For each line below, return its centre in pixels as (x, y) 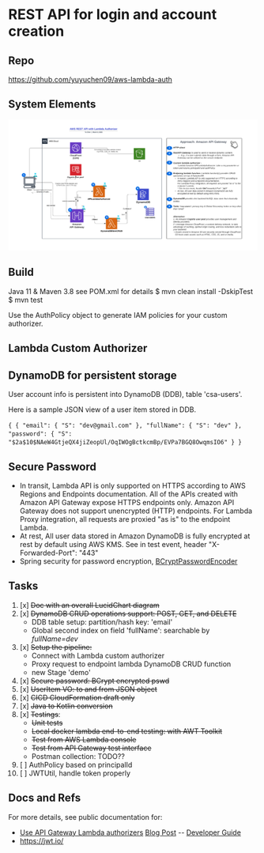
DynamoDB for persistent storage (93, 375)
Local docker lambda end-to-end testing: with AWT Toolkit (127, 731)
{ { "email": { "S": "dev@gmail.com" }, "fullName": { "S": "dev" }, (125, 426)
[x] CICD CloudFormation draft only (77, 697)
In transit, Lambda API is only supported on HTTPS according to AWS (133, 485)
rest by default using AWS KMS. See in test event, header (113, 544)
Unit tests (47, 723)
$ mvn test (26, 300)
